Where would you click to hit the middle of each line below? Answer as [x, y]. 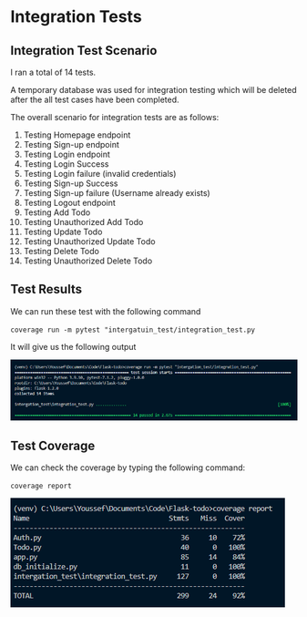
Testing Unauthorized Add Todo [83, 222]
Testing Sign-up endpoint [71, 144]
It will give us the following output [73, 346]
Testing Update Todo [63, 231]
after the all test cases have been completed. [95, 99]
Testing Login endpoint [67, 154]
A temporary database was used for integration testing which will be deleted [153, 90]
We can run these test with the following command [106, 311]
